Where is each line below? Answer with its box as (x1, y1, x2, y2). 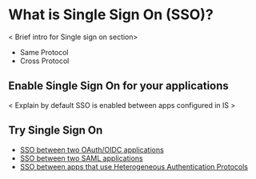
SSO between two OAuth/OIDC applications (19, 145, 164, 154)
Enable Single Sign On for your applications (8, 79, 230, 93)
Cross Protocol (19, 56, 70, 66)
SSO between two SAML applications (19, 153, 143, 163)
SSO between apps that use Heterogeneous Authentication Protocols (19, 161, 248, 171)
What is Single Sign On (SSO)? (8, 6, 214, 24)
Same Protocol (19, 47, 69, 57)
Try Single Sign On (8, 124, 103, 137)
